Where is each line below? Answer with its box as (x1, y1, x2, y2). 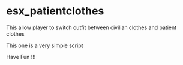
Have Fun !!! (6, 53, 36, 60)
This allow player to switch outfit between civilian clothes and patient (6, 24, 177, 31)
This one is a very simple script (6, 42, 83, 49)
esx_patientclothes (6, 4, 104, 18)
